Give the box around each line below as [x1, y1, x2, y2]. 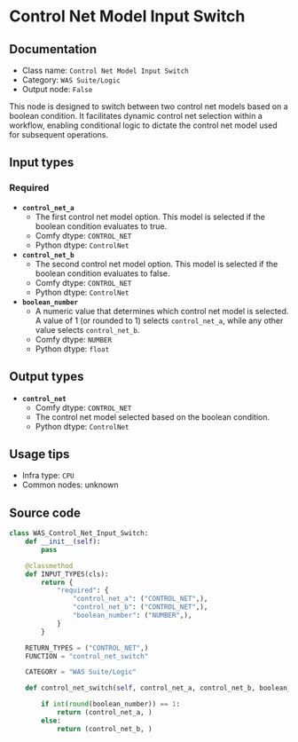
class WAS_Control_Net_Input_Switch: [9, 529, 149, 538]
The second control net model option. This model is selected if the [35, 258, 278, 269]
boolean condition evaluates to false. [35, 268, 170, 279]
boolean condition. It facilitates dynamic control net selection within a [9, 111, 263, 121]
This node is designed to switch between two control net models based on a [9, 101, 288, 112]
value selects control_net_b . [35, 324, 140, 335]
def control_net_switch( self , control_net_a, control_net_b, [25, 683, 255, 693]
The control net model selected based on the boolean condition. [35, 411, 271, 422]
